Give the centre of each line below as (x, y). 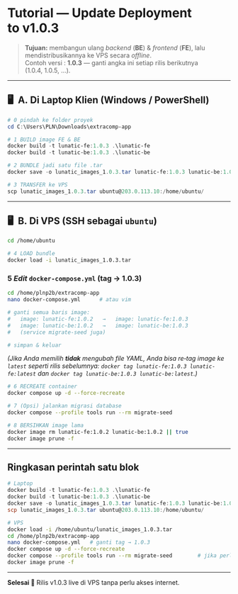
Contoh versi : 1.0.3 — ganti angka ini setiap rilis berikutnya (111, 62)
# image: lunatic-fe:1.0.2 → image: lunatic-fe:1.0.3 (98, 319)
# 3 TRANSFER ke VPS (38, 185)
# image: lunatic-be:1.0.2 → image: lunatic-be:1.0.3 (98, 325)
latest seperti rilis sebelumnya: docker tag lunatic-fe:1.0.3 (97, 366)
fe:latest (22, 374)
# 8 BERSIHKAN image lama (45, 425)
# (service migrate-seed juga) (57, 332)
